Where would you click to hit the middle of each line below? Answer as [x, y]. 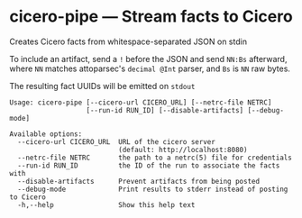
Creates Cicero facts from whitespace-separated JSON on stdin [128, 41]
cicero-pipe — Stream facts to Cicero [151, 17]
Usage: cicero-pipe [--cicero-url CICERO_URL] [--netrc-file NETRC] [141, 102]
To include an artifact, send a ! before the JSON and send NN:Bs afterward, [148, 59]
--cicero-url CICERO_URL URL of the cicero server [117, 141]
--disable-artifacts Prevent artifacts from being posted [138, 181]
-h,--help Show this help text [106, 204]
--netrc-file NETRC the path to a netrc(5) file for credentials [155, 158]
